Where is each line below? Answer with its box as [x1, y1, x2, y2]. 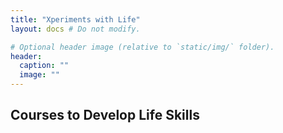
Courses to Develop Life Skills [10, 107, 200, 124]
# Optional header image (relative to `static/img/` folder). [10, 42, 275, 52]
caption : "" [19, 61, 70, 71]
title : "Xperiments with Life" [10, 14, 141, 25]
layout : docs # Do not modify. [10, 24, 141, 34]
